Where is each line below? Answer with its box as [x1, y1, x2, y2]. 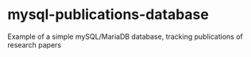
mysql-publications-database [7, 6, 210, 24]
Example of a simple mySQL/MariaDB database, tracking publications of [7, 32, 243, 41]
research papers [7, 40, 61, 49]
